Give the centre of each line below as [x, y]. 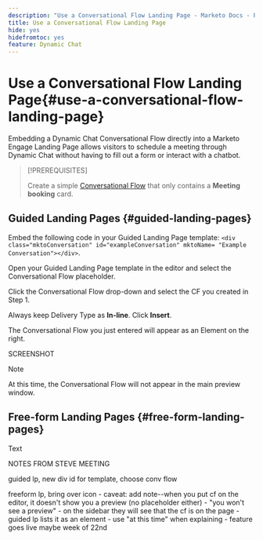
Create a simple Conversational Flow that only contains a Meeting [134, 186]
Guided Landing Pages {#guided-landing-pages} [130, 219]
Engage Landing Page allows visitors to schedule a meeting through [117, 147]
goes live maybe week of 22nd [58, 527]
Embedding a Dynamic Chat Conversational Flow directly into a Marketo [124, 139]
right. [17, 338]
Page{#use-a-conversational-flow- [126, 100]
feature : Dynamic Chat [45, 45]
